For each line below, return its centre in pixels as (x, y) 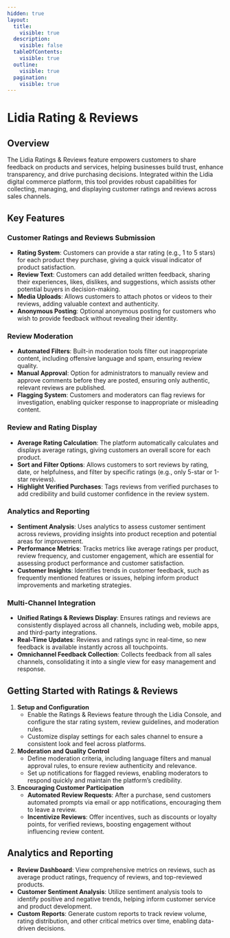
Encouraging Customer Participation (70, 787)
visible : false (41, 45)
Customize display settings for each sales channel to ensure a (115, 736)
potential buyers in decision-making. (69, 289)
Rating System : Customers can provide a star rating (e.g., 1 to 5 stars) (116, 253)
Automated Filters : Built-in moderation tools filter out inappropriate (112, 351)
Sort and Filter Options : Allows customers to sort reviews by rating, (113, 465)
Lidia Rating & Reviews (73, 118)
